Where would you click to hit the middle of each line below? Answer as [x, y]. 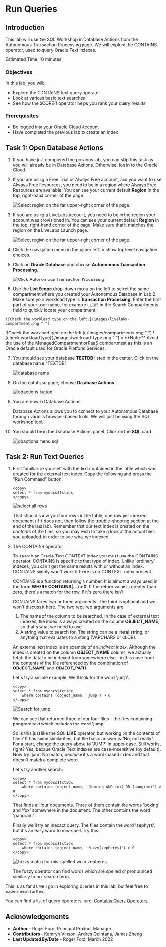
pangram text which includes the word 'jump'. [59, 724]
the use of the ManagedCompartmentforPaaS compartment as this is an [79, 343]
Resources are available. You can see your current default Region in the [86, 190]
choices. [21, 255]
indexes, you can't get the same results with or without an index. [78, 566]
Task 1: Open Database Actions [54, 147]
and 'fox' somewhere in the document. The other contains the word [81, 810]
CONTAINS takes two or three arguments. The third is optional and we [84, 602]
